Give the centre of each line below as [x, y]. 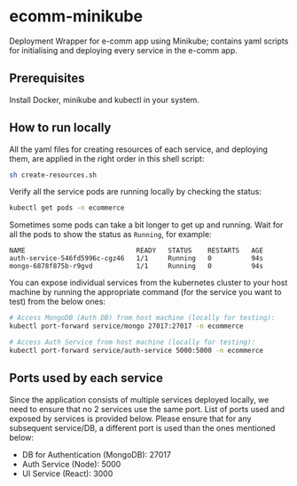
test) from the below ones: [58, 302]
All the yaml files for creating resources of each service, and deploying [139, 149]
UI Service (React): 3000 [67, 474]
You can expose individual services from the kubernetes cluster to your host [148, 283]
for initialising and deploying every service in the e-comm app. [123, 50]
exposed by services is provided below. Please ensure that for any [130, 418]
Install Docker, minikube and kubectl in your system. [104, 100]
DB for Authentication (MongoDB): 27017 [96, 454]
